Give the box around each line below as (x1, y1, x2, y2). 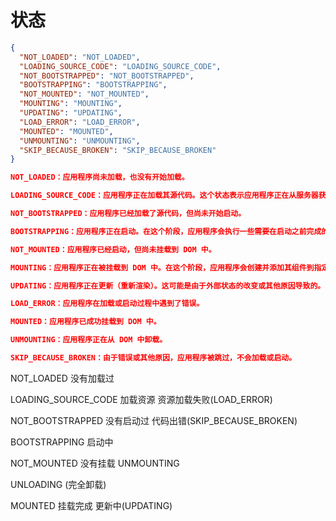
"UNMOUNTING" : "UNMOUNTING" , (19, 136, 141, 146)
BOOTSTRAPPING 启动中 (10, 436, 114, 448)
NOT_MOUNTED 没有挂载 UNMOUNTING (10, 457, 180, 469)
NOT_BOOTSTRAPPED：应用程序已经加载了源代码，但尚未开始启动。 (10, 209, 247, 219)
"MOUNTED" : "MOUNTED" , (19, 126, 114, 136)
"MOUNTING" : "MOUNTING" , (19, 99, 123, 109)
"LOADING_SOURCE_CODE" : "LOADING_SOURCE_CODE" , (19, 61, 222, 71)
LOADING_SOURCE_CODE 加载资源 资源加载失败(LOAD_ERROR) (10, 393, 273, 405)
